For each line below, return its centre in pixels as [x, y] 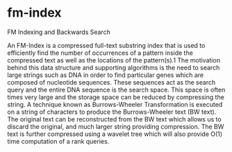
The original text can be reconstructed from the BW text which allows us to [114, 119]
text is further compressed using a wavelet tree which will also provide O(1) [115, 134]
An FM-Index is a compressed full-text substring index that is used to [106, 45]
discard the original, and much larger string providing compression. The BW [116, 126]
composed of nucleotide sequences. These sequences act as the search [111, 82]
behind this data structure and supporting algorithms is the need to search [114, 67]
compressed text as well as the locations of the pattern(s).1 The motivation [114, 60]
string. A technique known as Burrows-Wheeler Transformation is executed [115, 104]
